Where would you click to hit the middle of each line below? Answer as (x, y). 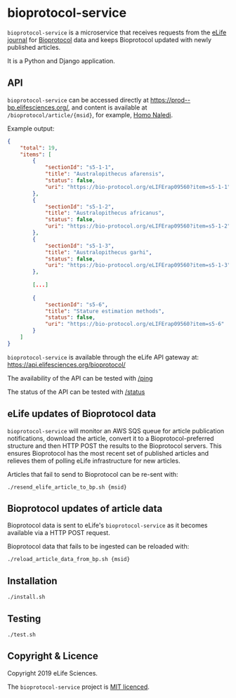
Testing (24, 618)
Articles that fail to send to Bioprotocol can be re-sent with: (93, 474)
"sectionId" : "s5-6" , (77, 304)
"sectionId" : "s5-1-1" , (79, 167)
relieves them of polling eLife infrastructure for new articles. (94, 461)
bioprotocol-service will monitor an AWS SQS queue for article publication (116, 430)
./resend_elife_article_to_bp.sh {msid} (67, 487)
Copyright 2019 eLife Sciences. (53, 673)
